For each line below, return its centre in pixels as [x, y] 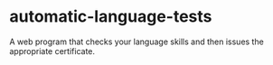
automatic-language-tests [111, 17]
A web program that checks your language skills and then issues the [136, 42]
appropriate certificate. [52, 51]
